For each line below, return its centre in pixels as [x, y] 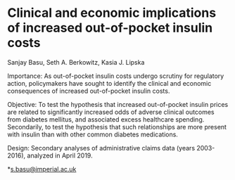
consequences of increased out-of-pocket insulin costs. [89, 91]
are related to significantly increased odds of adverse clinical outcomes [111, 112]
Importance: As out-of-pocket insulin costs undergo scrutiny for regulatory [116, 76]
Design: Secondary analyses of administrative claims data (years [101, 148]
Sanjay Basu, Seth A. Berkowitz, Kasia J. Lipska [76, 62]
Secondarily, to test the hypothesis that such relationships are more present [117, 127]
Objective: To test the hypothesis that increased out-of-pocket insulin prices [118, 104]
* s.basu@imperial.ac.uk [42, 169]
